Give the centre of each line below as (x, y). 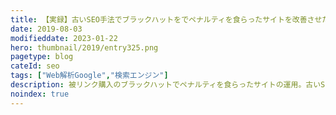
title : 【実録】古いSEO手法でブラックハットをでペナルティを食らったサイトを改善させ (166, 19)
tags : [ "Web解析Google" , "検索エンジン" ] (89, 76)
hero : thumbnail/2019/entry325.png (84, 47)
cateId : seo (35, 66)
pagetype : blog (42, 57)
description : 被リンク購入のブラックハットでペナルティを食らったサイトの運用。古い (166, 85)
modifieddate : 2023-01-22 (64, 38)
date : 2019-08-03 (46, 29)
